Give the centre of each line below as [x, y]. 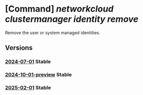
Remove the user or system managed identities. [53, 32]
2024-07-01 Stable [28, 62]
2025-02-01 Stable [28, 88]
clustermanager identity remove [72, 19]
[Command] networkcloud [59, 9]
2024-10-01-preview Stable [38, 75]
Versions [19, 48]
